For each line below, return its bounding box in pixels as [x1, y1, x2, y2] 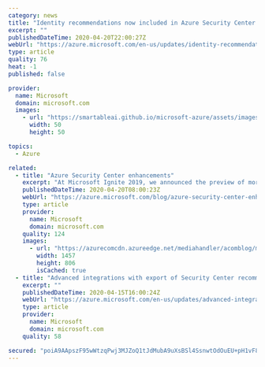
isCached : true [36, 266, 87, 274]
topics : [8, 143, 34, 150]
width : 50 [28, 121, 62, 129]
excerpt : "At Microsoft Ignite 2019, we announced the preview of [22, 179, 245, 187]
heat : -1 [8, 63, 37, 71]
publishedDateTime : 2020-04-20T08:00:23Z [22, 186, 160, 194]
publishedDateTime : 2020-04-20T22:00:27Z [8, 33, 147, 42]
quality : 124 [22, 230, 65, 238]
